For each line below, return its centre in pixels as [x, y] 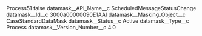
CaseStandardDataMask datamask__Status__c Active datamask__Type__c [98, 21]
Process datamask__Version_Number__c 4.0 [61, 27]
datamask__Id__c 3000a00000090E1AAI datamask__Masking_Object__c [96, 14]
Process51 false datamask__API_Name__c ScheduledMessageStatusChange [101, 8]
